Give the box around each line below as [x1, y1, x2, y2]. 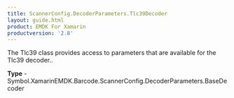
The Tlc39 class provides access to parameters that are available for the [7, 49, 216, 57]
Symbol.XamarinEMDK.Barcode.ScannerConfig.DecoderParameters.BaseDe [7, 77, 228, 85]
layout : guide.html [7, 17, 64, 24]
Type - [7, 70, 27, 78]
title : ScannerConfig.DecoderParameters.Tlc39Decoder [7, 10, 168, 17]
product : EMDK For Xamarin [7, 23, 86, 30]
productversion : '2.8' [7, 29, 74, 37]
